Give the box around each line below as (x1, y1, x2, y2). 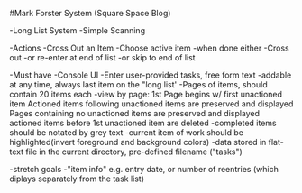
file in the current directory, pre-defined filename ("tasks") (25, 146, 243, 157)
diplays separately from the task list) (9, 173, 145, 184)
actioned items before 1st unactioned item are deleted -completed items (9, 117, 277, 128)
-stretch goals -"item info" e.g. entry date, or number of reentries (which (9, 164, 279, 174)
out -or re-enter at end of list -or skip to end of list (9, 52, 196, 62)
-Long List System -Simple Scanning (9, 25, 146, 35)
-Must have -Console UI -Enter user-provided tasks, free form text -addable (9, 69, 292, 80)
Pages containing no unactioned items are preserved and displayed (9, 108, 260, 118)
